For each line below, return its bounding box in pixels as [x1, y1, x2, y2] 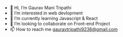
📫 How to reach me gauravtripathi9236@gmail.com [9, 26, 118, 32]
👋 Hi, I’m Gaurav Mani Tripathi [9, 5, 71, 10]
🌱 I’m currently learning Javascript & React [9, 15, 98, 21]
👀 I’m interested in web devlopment [9, 10, 83, 16]
